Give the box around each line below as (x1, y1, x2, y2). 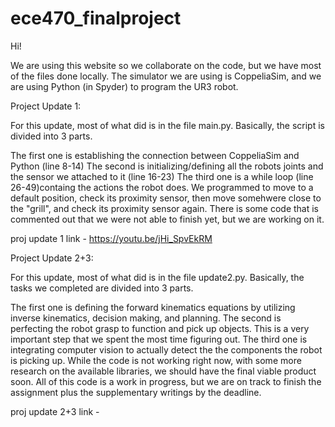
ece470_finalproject (10, 7, 182, 30)
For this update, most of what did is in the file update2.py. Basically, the (10, 271, 305, 283)
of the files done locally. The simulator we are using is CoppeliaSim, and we (10, 70, 322, 82)
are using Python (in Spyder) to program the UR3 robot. (10, 80, 239, 92)
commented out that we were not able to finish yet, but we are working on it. (10, 213, 325, 225)
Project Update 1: (10, 100, 82, 112)
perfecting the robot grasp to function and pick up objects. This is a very (10, 322, 310, 334)
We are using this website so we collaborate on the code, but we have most (10, 59, 322, 71)
